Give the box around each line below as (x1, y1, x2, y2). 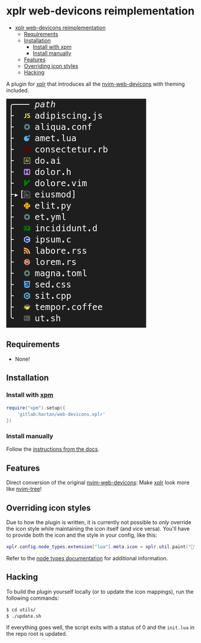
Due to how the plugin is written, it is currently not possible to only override (6, 518, 191, 526)
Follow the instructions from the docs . (6, 445, 100, 453)
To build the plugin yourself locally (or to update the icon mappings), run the (6, 588, 194, 595)
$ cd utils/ (6, 606, 36, 613)
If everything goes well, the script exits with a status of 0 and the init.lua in (6, 624, 194, 631)
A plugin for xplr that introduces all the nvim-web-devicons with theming (6, 80, 185, 88)
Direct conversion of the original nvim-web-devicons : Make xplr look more (6, 479, 190, 486)
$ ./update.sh (6, 613, 42, 619)
